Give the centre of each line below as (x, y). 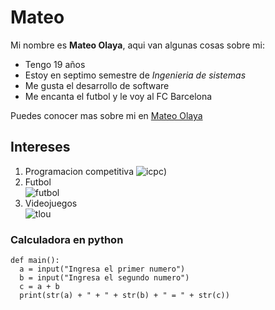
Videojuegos (51, 203)
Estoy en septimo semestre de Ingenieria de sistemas (135, 75)
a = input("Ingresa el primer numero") (102, 269)
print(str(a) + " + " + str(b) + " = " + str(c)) (124, 296)
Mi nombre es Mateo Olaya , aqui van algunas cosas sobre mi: (138, 45)
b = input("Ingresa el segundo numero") (104, 278)
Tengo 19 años (55, 64)
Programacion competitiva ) (96, 171)
